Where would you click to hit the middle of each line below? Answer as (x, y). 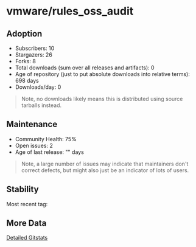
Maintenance (32, 124)
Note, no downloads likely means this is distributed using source (102, 99)
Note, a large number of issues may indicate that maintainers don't (105, 164)
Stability (23, 190)
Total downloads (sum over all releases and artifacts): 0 (85, 68)
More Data (26, 223)
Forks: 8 (26, 61)
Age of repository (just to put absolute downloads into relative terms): (102, 74)
